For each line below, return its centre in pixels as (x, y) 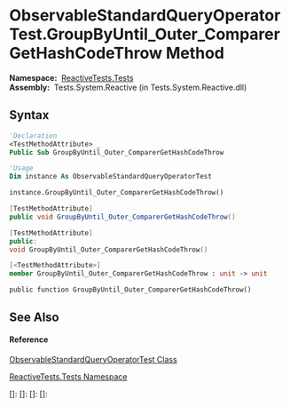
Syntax (29, 115)
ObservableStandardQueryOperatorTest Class (93, 359)
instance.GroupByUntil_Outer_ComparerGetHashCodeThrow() (117, 193)
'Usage (21, 168)
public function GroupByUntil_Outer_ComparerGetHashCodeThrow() (130, 290)
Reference (29, 339)
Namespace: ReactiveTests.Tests (71, 77)
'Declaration (33, 136)
